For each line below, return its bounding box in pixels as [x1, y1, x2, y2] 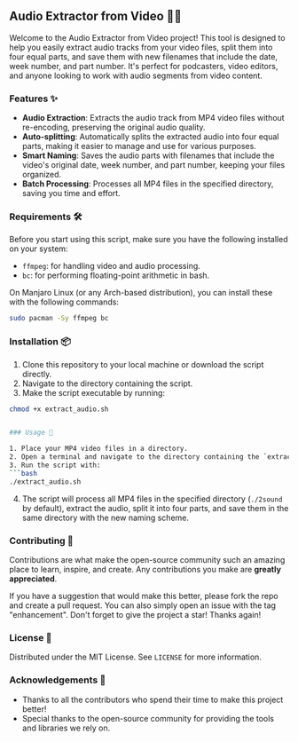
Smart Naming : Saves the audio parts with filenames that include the [21, 150, 275, 161]
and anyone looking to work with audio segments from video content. [9, 70, 263, 81]
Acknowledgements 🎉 [9, 674, 106, 686]
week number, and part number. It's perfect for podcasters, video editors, [9, 60, 278, 71]
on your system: [9, 243, 68, 254]
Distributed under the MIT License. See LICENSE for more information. [9, 651, 262, 662]
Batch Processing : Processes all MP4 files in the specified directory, [21, 178, 274, 189]
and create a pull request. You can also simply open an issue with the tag [9, 600, 277, 611]
